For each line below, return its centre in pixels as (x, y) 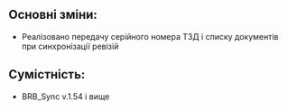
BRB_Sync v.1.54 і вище (65, 96)
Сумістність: (47, 74)
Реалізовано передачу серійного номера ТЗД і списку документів (150, 36)
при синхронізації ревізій (70, 46)
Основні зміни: (53, 15)
